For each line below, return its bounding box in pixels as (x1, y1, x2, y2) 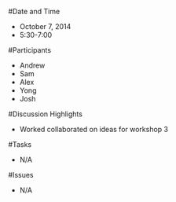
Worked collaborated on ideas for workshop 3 (19, 125, 169, 134)
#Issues (8, 171, 34, 179)
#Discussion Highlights (8, 109, 82, 119)
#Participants (8, 46, 52, 54)
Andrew (19, 61, 46, 70)
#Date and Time (8, 7, 60, 16)
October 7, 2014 (19, 22, 71, 31)
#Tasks (8, 140, 32, 149)
